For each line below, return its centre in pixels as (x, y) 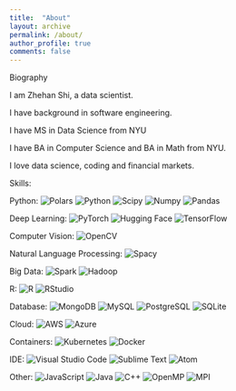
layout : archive (40, 26)
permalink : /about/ (46, 35)
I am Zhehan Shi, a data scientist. (71, 95)
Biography (29, 77)
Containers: (31, 342)
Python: (24, 201)
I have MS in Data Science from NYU (78, 130)
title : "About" (40, 18)
